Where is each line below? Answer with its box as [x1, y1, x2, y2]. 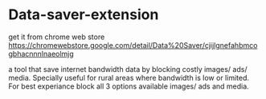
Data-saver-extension [8, 6, 159, 24]
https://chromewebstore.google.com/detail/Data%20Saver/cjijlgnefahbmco [8, 40, 258, 49]
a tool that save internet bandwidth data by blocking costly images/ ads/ [8, 64, 248, 73]
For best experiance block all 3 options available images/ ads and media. [8, 81, 249, 91]
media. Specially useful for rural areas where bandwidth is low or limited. [8, 73, 249, 82]
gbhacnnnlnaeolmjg [8, 49, 74, 58]
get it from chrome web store [8, 32, 105, 42]
